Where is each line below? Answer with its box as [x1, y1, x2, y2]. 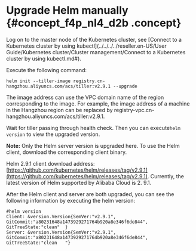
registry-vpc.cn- [114, 106, 155, 113]
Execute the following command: [6, 66, 87, 73]
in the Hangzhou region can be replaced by [6, 106, 113, 113]
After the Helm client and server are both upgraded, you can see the [6, 190, 174, 197]
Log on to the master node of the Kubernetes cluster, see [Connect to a [6, 36, 182, 43]
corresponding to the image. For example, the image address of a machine [6, 100, 190, 107]
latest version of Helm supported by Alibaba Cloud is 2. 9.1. [6, 179, 152, 186]
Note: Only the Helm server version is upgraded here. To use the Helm [6, 142, 180, 149]
